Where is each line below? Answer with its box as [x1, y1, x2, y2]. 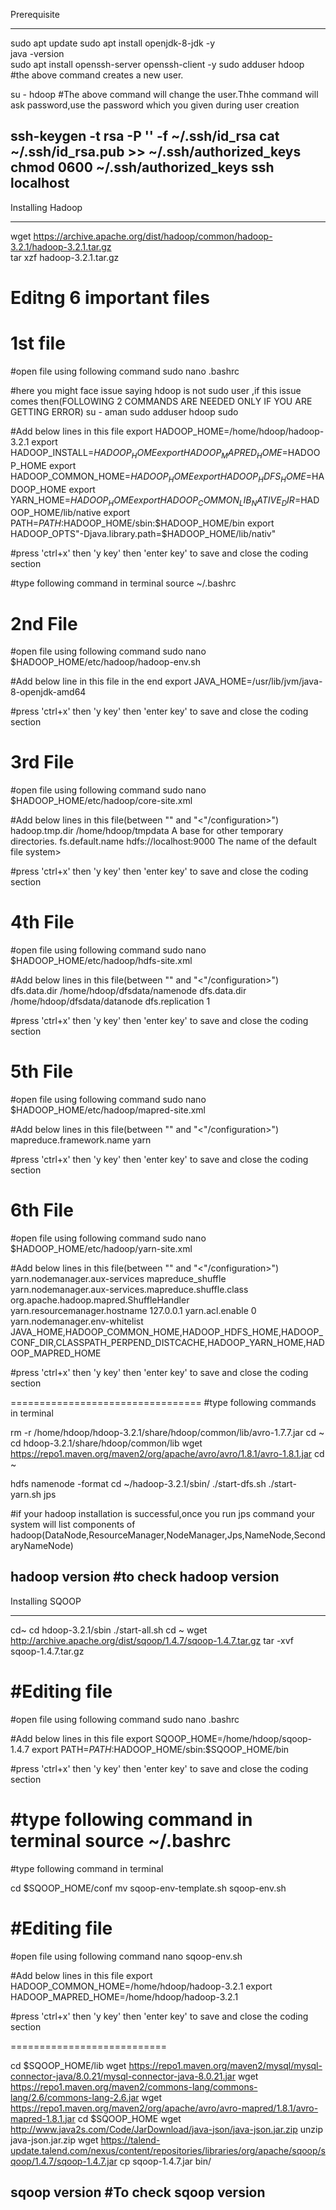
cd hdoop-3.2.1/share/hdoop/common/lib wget [10, 1437, 203, 1449]
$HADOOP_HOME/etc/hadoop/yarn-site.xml [10, 1243, 193, 1255]
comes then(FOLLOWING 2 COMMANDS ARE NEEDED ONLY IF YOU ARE [10, 395, 313, 407]
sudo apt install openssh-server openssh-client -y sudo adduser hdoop [10, 59, 305, 70]
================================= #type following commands [10, 1397, 317, 1409]
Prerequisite [10, 9, 60, 20]
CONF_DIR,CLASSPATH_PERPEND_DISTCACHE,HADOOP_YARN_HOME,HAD [10, 1337, 325, 1349]
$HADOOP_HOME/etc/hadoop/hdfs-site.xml [10, 955, 193, 967]
